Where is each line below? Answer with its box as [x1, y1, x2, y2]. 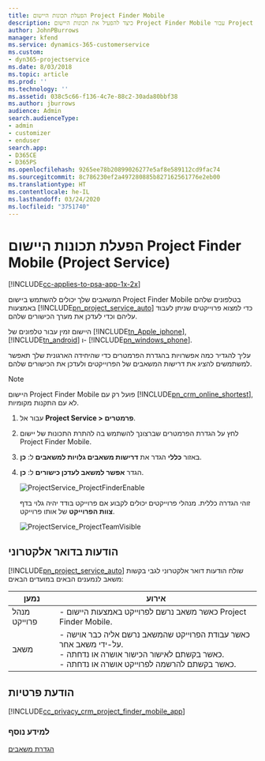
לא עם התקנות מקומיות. [8, 398, 79, 408]
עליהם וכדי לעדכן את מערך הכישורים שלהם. [8, 311, 138, 321]
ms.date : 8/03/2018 [8, 63, 73, 71]
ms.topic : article [8, 70, 69, 78]
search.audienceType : [8, 115, 80, 122]
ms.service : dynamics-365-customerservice [8, 41, 150, 49]
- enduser [8, 136, 41, 145]
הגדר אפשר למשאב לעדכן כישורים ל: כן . [19, 468, 144, 477]
